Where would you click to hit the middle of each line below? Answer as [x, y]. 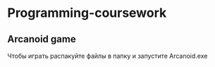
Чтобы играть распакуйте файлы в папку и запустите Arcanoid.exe [107, 56]
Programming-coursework [87, 13]
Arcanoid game [42, 39]
